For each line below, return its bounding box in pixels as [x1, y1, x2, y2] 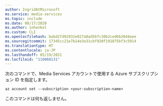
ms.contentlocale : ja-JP [5, 48, 56, 53]
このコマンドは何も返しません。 [5, 96, 69, 102]
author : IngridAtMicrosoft [5, 7, 60, 12]
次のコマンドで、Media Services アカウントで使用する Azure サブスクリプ [5, 71, 155, 77]
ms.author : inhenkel [5, 25, 47, 30]
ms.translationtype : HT [5, 43, 54, 48]
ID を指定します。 [14, 77, 50, 83]
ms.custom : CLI [5, 30, 36, 35]
